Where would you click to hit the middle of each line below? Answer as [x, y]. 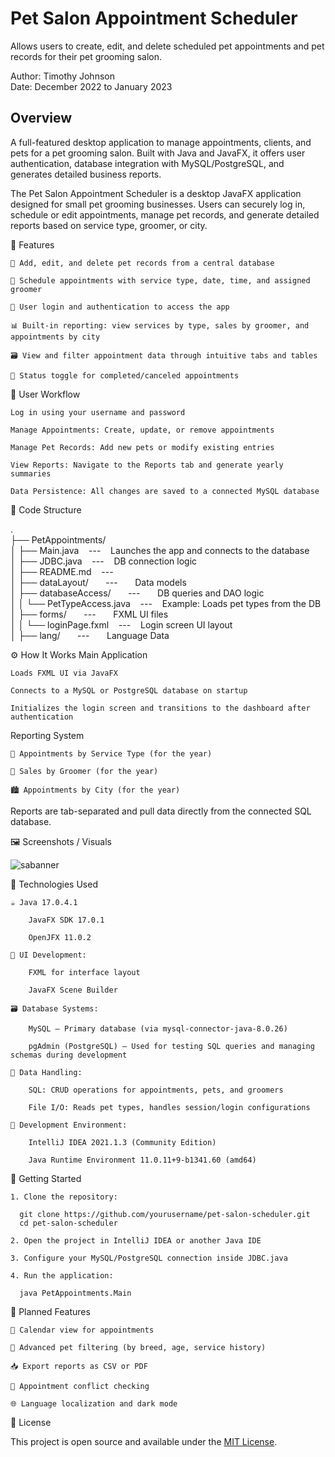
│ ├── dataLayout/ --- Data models [98, 582]
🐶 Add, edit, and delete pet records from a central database [142, 263]
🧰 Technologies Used [54, 884]
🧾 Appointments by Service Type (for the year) [111, 753]
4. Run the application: [62, 1275]
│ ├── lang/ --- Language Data [90, 635]
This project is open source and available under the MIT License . [144, 1441]
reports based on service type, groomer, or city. [109, 225]
